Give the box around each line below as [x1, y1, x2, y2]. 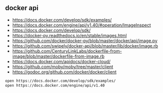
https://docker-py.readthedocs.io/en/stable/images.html [12, 32, 127, 38]
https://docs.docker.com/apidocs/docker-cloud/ [12, 58, 111, 64]
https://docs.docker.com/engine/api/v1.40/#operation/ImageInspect [12, 22, 151, 28]
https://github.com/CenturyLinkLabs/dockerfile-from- [12, 48, 122, 54]
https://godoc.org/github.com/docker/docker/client [12, 69, 117, 75]
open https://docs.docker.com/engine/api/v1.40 [5, 83, 105, 88]
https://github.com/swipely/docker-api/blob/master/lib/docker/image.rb [12, 43, 158, 48]
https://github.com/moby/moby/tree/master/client [12, 64, 114, 70]
